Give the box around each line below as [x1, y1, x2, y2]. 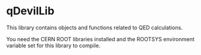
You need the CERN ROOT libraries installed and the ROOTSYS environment [6, 35, 195, 42]
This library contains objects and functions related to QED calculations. [6, 24, 183, 31]
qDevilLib [6, 4, 55, 18]
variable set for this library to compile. [6, 42, 101, 49]
